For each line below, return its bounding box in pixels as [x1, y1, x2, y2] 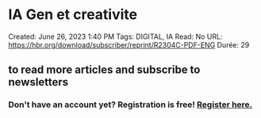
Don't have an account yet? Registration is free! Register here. [8, 99, 253, 110]
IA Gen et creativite [8, 6, 137, 24]
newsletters [8, 75, 69, 89]
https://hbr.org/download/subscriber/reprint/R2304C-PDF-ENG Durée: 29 [8, 40, 250, 49]
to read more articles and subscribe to [8, 63, 201, 77]
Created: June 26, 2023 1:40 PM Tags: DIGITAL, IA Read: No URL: [8, 32, 223, 41]
